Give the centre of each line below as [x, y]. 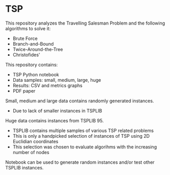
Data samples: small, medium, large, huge [57, 80]
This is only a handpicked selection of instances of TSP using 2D [81, 136]
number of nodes [31, 152]
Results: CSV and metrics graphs [48, 85]
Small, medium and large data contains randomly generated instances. [80, 101]
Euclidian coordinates [36, 141]
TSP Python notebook [36, 74]
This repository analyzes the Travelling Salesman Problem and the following [85, 23]
